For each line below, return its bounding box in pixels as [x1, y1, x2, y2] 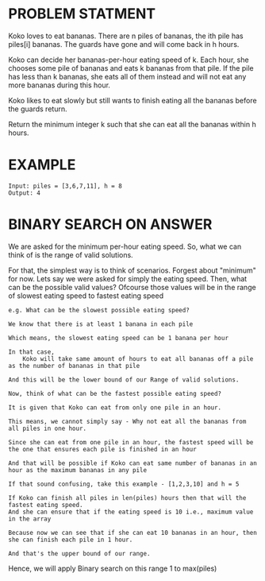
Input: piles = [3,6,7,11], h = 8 [8, 182, 123, 190]
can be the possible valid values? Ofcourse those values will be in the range [8, 282, 256, 292]
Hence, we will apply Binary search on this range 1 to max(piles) [8, 564, 217, 573]
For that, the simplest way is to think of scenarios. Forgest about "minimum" [8, 265, 256, 275]
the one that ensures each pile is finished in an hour [8, 445, 197, 453]
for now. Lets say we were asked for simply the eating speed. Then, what [8, 273, 248, 283]
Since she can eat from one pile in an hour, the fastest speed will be [8, 438, 254, 446]
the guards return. [8, 104, 67, 114]
